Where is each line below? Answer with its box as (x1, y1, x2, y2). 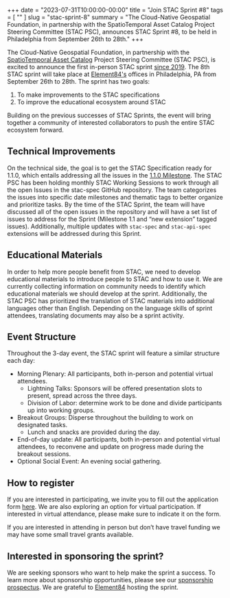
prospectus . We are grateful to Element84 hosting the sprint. (7, 583, 179, 592)
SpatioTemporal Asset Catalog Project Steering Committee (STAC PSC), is (7, 56, 216, 64)
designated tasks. (16, 421, 68, 429)
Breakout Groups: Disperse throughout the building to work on (16, 414, 194, 422)
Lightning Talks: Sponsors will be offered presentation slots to (27, 384, 203, 393)
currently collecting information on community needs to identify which (7, 282, 206, 290)
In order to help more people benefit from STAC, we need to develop (7, 267, 201, 276)
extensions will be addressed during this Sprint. (7, 229, 142, 237)
